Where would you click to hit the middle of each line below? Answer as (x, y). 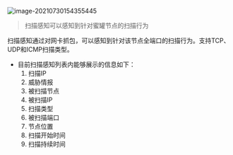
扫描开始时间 (47, 135)
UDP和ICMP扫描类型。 (41, 49)
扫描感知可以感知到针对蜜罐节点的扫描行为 (86, 25)
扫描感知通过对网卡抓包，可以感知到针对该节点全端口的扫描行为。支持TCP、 (119, 40)
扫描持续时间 (47, 144)
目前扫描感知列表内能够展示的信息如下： (76, 64)
